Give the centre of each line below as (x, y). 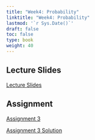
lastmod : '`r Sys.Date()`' (40, 23)
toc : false (20, 35)
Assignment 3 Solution (34, 130)
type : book (20, 40)
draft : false (23, 29)
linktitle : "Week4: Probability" (48, 18)
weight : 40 (20, 46)
